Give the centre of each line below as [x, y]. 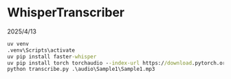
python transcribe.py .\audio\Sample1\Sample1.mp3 [81, 69]
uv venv [18, 44]
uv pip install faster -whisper [52, 57]
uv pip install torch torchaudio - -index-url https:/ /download [100, 63]
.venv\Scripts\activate [41, 50]
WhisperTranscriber [66, 13]
